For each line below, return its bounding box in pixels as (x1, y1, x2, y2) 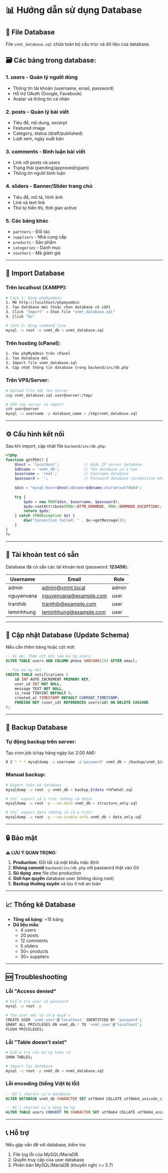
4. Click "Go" (5, 314, 35, 319)
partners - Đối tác (12, 228, 50, 234)
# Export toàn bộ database (5, 782, 62, 787)
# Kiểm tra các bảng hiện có (5, 1050, 71, 1055)
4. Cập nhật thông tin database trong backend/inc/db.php (5, 365, 129, 370)
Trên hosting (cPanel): (5, 340, 61, 347)
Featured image (12, 125, 45, 131)
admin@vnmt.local (42, 584, 86, 591)
